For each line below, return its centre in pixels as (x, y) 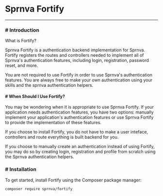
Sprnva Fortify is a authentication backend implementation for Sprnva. (75, 50)
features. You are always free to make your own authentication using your (79, 80)
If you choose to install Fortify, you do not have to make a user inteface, (77, 132)
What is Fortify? (21, 41)
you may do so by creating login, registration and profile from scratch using (81, 152)
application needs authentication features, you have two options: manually (79, 112)
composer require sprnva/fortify (39, 189)
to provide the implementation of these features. (53, 123)
